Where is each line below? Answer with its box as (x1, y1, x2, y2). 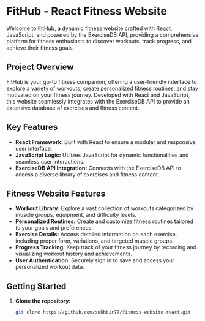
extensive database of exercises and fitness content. (6, 104, 140, 111)
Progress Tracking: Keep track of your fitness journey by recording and (15, 244, 197, 251)
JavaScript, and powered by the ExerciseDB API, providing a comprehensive (6, 31, 199, 38)
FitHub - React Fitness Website (6, 4, 167, 18)
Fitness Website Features (6, 188, 106, 198)
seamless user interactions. (15, 157, 85, 165)
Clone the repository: (15, 297, 71, 304)
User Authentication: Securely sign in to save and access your (15, 257, 175, 264)
